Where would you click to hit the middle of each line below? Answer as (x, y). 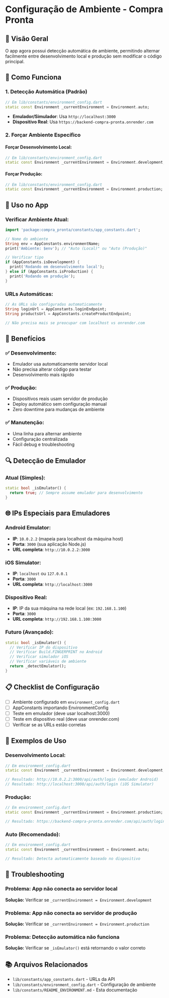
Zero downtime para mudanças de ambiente (58, 410)
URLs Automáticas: (29, 294)
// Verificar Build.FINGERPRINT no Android (56, 652)
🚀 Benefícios (25, 339)
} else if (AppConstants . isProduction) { (49, 272)
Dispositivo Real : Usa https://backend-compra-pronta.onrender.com (83, 122)
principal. (15, 61)
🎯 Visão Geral (27, 39)
